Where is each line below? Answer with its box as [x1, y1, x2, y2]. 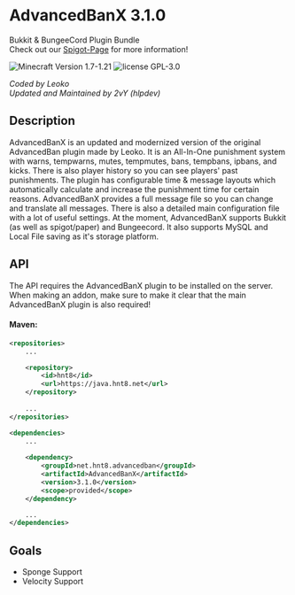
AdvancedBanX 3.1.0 [9, 5, 167, 26]
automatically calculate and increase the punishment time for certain [9, 183, 260, 195]
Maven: [9, 320, 38, 330]
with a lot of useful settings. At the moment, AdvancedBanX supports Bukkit [9, 212, 286, 222]
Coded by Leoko [9, 78, 70, 89]
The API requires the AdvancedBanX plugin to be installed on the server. [9, 280, 274, 290]
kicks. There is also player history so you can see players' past [9, 165, 238, 175]
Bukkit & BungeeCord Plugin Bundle [9, 35, 140, 45]
